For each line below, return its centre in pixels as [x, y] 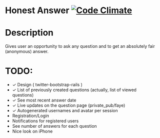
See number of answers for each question [54, 126]
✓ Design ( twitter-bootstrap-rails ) [47, 85]
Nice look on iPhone [32, 131]
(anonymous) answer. [27, 52]
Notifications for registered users [45, 121]
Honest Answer [37, 10]
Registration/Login [31, 116]
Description [29, 33]
